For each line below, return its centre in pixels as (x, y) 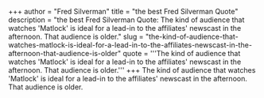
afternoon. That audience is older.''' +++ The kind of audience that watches (132, 70)
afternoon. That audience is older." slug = (76, 36)
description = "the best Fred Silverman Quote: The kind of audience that (126, 20)
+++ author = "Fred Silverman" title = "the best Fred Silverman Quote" (123, 11)
